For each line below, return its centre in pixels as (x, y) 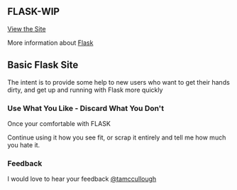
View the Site (27, 28)
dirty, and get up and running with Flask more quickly (85, 90)
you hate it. (24, 144)
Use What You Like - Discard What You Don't (86, 108)
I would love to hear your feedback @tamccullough (82, 179)
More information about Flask (50, 43)
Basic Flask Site (43, 65)
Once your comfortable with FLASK (59, 123)
